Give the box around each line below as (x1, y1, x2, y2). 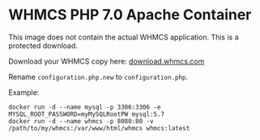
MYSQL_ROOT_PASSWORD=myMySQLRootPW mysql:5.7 (8, 110, 164, 118)
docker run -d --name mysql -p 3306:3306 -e (8, 103, 161, 111)
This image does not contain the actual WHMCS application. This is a (8, 32, 239, 42)
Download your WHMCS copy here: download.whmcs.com (8, 56, 205, 66)
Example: (8, 87, 40, 97)
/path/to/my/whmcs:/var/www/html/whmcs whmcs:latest (8, 124, 190, 132)
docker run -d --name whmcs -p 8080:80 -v (8, 117, 154, 126)
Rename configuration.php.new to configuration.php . (8, 72, 189, 81)
